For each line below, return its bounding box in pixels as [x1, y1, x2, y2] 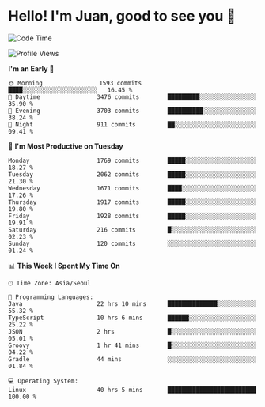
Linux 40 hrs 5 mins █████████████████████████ [8, 386, 257, 394]
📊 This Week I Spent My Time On [8, 261, 120, 270]
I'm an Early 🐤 [8, 63, 55, 73]
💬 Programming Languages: [8, 292, 93, 301]
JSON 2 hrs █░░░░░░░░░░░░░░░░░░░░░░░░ [8, 327, 257, 335]
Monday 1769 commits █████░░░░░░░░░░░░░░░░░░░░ [8, 156, 257, 164]
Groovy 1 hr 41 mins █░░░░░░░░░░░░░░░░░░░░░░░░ [8, 341, 257, 349]
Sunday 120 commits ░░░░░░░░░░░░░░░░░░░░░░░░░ [8, 239, 257, 247]
